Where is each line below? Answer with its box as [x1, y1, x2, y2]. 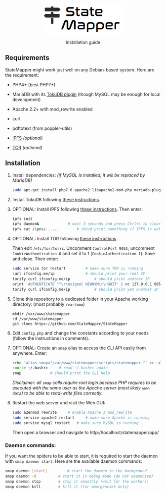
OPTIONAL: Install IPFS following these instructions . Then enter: [12, 206, 143, 212]
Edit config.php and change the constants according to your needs [12, 330, 149, 336]
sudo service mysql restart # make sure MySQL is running [12, 420, 139, 425]
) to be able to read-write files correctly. [21, 390, 103, 396]
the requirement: [5, 72, 39, 78]
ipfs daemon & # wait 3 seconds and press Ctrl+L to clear [12, 221, 161, 226]
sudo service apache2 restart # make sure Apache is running [12, 415, 150, 420]
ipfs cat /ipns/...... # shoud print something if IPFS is [12, 227, 152, 232]
